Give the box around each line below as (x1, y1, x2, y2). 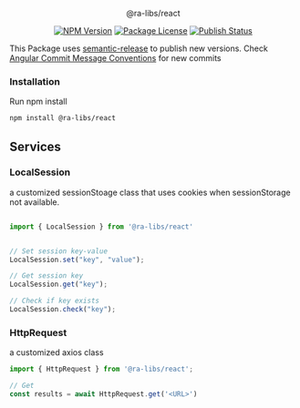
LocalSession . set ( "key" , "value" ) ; (9, 255, 145, 264)
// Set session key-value (9, 246, 108, 256)
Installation (9, 75, 61, 87)
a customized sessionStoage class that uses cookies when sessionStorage (9, 187, 291, 198)
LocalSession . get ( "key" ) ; (9, 280, 108, 290)
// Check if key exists (9, 296, 100, 306)
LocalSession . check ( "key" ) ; (9, 305, 117, 314)
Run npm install (9, 96, 67, 107)
